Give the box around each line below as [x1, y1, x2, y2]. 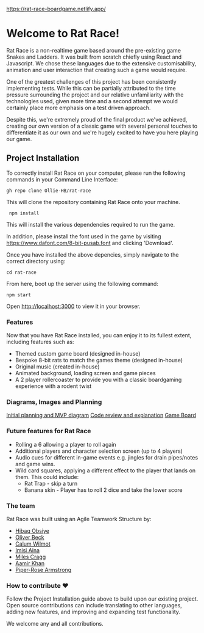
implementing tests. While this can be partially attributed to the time [6, 84, 176, 92]
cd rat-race [6, 269, 37, 276]
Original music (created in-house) [15, 363, 100, 370]
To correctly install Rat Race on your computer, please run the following [6, 169, 186, 177]
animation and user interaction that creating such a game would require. [6, 66, 188, 73]
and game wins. [15, 460, 55, 467]
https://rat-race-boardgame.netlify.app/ [6, 5, 106, 12]
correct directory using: [6, 257, 66, 265]
